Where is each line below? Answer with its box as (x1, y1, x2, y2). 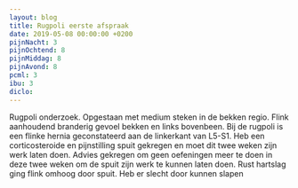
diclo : (9, 87, 34, 96)
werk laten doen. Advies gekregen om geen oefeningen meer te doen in (9, 149, 273, 160)
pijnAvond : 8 (9, 63, 58, 72)
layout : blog (9, 12, 58, 22)
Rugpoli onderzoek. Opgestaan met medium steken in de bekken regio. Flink (9, 112, 289, 122)
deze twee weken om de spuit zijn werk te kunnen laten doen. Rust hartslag (9, 159, 286, 169)
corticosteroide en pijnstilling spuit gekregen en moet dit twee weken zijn (9, 139, 278, 151)
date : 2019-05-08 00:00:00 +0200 (9, 29, 133, 38)
